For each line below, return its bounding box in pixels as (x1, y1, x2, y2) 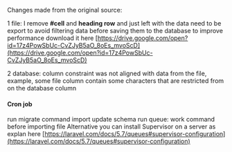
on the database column (7, 84, 77, 92)
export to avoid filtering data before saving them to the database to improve (7, 27, 224, 35)
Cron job (7, 99, 33, 108)
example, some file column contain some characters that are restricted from (7, 77, 224, 85)
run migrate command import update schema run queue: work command (7, 115, 215, 124)
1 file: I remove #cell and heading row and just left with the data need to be (7, 19, 222, 27)
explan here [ (7, 130, 45, 138)
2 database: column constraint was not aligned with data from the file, (7, 69, 207, 77)
